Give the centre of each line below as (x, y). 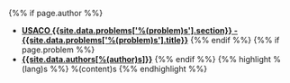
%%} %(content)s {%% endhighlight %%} (129, 69)
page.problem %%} (58, 50)
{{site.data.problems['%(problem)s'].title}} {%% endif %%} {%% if (150, 40)
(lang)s (35, 69)
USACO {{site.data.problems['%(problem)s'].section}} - (129, 30)
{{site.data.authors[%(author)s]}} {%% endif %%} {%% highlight (146, 59)
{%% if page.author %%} (56, 13)
